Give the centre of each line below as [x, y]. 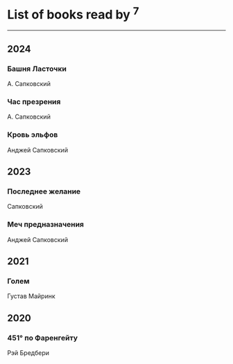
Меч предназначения [46, 225]
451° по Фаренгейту [43, 338]
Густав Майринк [31, 296]
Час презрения [34, 101]
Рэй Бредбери [28, 353]
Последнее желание [44, 191]
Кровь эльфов [33, 135]
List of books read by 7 [73, 14]
